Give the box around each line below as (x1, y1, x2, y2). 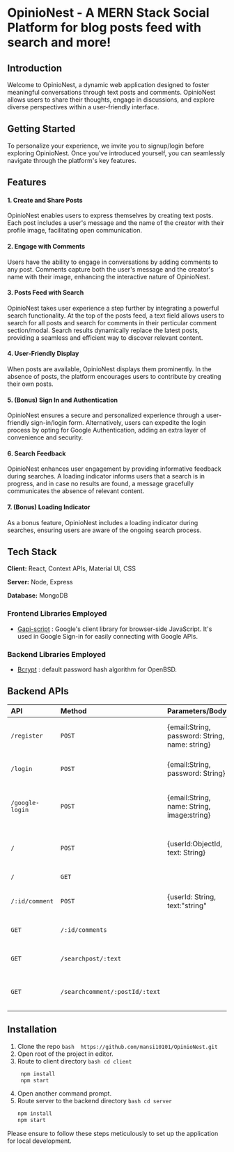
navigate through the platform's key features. (7, 156, 137, 164)
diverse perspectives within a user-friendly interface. (7, 103, 159, 111)
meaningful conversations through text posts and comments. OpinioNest (7, 88, 216, 96)
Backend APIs (7, 685, 69, 697)
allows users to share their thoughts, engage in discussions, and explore (7, 95, 214, 104)
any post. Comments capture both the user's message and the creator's (7, 265, 214, 273)
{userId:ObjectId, (166, 839, 223, 848)
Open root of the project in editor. (17, 1050, 114, 1058)
